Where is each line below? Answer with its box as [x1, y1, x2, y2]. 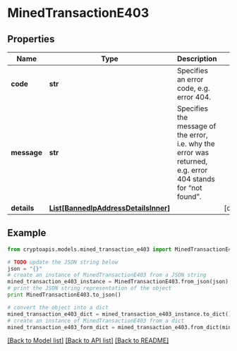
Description [176, 54, 217, 63]
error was [176, 148, 209, 157]
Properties [7, 33, 55, 45]
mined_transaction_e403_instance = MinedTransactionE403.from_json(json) [7, 278, 229, 285]
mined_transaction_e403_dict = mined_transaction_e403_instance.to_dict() [7, 310, 232, 318]
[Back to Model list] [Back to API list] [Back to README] [7, 336, 169, 345]
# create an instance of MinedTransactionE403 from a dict [7, 317, 185, 324]
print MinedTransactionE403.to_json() [7, 291, 121, 299]
